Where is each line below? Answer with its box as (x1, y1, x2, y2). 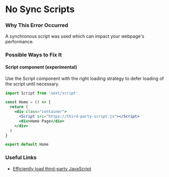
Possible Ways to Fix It (5, 51, 62, 58)
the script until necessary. (5, 80, 60, 87)
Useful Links (5, 154, 37, 161)
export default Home (5, 142, 49, 147)
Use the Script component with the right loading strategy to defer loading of (5, 75, 164, 81)
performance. (5, 39, 34, 45)
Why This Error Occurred (5, 22, 69, 29)
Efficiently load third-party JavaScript (12, 165, 91, 171)
